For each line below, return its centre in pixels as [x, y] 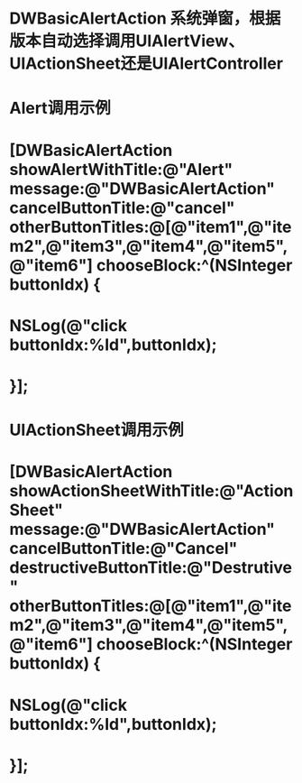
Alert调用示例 [60, 108]
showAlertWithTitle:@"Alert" [121, 169]
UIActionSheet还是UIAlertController [146, 64]
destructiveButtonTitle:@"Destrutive [151, 568]
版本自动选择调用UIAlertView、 [127, 41]
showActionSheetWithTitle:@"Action [151, 491]
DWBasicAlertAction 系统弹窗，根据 [145, 18]
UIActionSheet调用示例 [96, 430]
